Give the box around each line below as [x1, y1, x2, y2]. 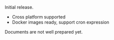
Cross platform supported [12, 14, 66, 19]
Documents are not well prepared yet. [5, 29, 83, 34]
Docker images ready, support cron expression [12, 19, 109, 25]
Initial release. [5, 4, 34, 10]
